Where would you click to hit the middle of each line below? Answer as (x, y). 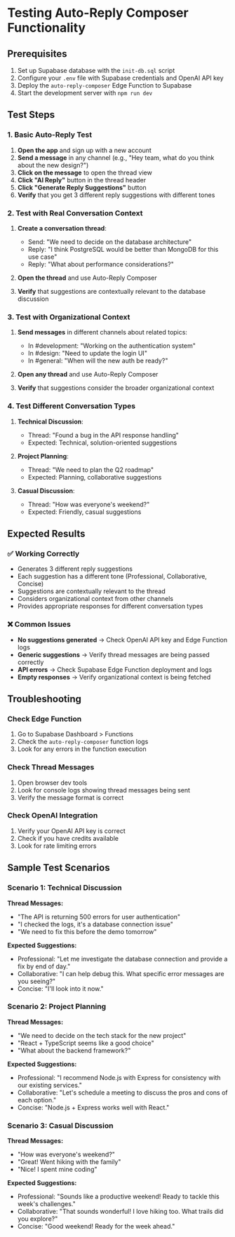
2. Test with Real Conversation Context (75, 213)
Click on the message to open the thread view (85, 173)
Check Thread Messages (51, 767)
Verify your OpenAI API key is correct (71, 831)
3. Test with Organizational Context (69, 317)
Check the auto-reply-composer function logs (83, 742)
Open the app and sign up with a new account (85, 150)
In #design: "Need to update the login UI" (87, 353)
